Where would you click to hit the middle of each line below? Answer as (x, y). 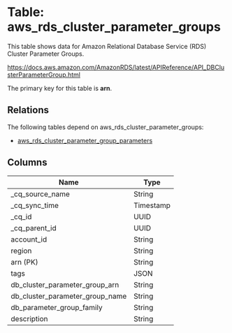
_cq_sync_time (35, 205)
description (29, 318)
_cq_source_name (40, 194)
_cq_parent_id (34, 228)
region (21, 251)
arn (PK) (24, 262)
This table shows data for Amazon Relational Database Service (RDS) (107, 46)
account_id (29, 239)
